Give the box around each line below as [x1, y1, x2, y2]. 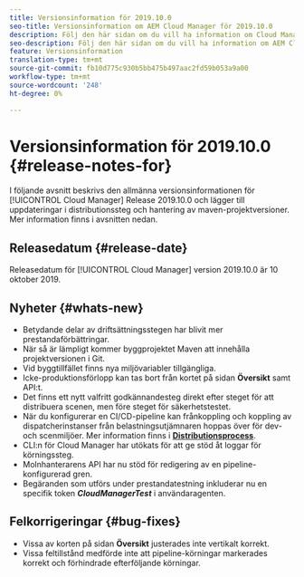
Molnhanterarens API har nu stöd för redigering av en [22, 459, 222, 470]
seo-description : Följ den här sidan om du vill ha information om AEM [9, 38, 285, 48]
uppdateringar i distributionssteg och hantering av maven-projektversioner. [9, 205, 290, 216]
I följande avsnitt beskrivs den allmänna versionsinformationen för [9, 185, 255, 196]
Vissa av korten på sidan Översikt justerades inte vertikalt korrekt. [22, 538, 270, 549]
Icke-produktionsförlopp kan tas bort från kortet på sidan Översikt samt [22, 372, 291, 383]
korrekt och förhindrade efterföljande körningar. [22, 557, 201, 568]
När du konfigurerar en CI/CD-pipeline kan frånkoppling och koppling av [22, 411, 292, 422]
